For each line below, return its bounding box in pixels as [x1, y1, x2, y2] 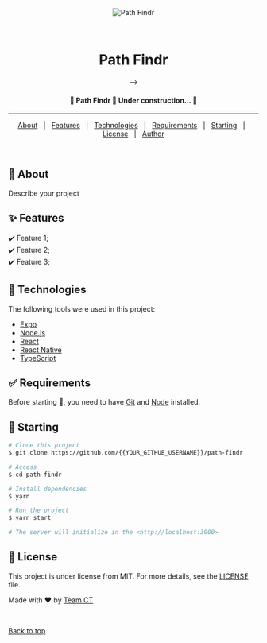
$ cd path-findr [8, 471, 62, 478]
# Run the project [8, 506, 69, 515]
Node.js [19, 327, 46, 337]
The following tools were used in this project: [8, 304, 156, 313]
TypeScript [19, 353, 56, 362]
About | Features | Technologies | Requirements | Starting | [17, 121, 246, 130]
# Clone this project [8, 441, 80, 450]
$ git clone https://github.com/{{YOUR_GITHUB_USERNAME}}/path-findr [8, 449, 244, 457]
